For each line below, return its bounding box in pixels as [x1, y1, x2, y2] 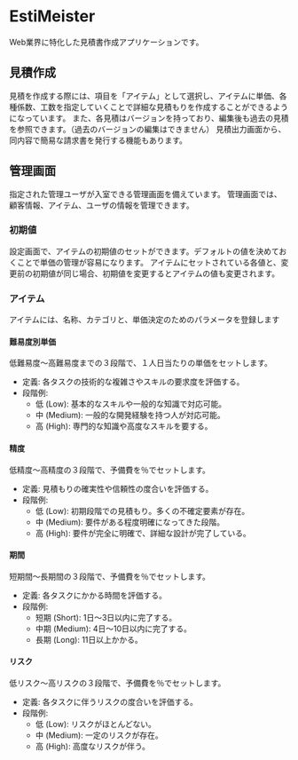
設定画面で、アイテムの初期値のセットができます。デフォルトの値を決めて [9, 246, 279, 257]
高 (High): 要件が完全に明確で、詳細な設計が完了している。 [35, 527, 251, 538]
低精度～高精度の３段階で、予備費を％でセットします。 [9, 464, 211, 475]
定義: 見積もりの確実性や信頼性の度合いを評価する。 [21, 483, 214, 494]
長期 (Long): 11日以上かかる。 [35, 634, 144, 645]
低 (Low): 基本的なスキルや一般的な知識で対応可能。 [35, 399, 227, 409]
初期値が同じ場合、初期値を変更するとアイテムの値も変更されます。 [32, 268, 280, 279]
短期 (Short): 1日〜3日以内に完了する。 [35, 612, 177, 622]
